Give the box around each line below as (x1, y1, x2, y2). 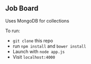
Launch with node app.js (12, 48, 65, 54)
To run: (5, 28, 20, 34)
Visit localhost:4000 (12, 54, 55, 60)
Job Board (5, 4, 39, 13)
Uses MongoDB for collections (5, 17, 70, 24)
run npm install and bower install (12, 43, 86, 49)
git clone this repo (12, 37, 53, 44)
